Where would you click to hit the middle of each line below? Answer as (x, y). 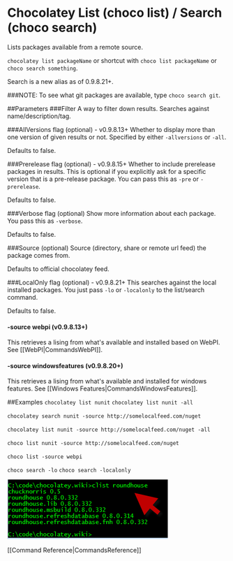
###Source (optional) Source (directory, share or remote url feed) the (107, 248)
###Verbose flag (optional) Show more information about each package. (112, 213)
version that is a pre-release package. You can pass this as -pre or (103, 179)
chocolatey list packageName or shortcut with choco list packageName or (112, 60)
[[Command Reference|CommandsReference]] (74, 551)
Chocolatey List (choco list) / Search (115, 13)
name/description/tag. (39, 116)
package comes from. (39, 255)
